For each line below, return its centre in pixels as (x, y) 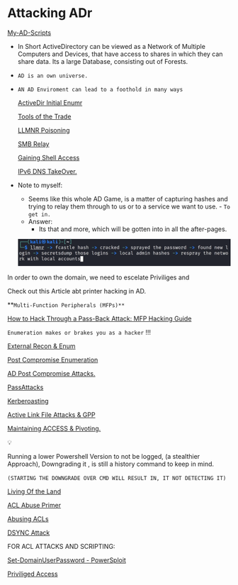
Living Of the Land (34, 491)
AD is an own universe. (53, 76)
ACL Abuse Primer (34, 506)
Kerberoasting (28, 401)
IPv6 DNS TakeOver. (47, 171)
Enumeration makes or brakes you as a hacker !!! (79, 333)
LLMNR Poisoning (44, 130)
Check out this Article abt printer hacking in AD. (77, 291)
